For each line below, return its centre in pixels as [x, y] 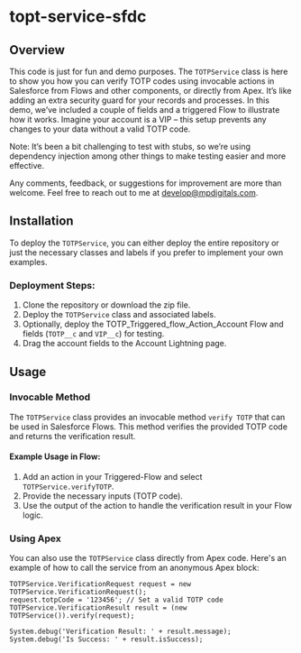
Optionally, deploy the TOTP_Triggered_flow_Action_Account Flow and [153, 324]
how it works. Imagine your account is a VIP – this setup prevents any [138, 120]
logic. [32, 515]
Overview [37, 50]
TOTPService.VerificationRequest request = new [100, 584]
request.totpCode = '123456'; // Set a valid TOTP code [116, 600]
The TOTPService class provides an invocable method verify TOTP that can [147, 417]
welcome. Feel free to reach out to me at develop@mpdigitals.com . [134, 193]
